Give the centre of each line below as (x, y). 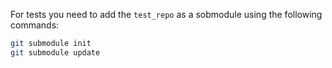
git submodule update (55, 52)
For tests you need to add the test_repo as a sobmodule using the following (166, 14)
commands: (35, 25)
